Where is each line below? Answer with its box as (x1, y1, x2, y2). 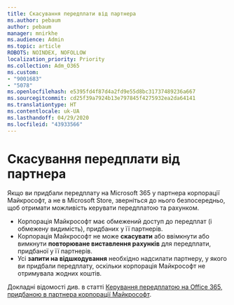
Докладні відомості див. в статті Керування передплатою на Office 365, (7, 283, 223, 291)
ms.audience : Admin (7, 36, 64, 43)
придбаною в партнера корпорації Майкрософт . (7, 290, 152, 299)
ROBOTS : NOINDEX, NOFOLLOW (7, 50, 86, 57)
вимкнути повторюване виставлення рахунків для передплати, (17, 239, 212, 248)
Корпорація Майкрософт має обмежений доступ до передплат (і (17, 218, 212, 226)
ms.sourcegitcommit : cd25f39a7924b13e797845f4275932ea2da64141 (7, 95, 196, 102)
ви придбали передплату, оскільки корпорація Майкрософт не (17, 262, 205, 270)
